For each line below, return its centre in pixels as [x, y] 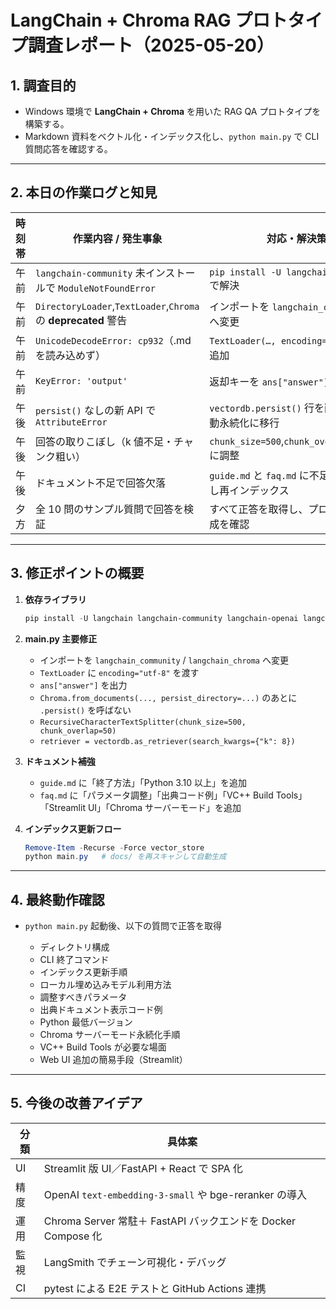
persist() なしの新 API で [96, 410]
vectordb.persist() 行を [267, 408]
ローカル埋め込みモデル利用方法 [105, 985]
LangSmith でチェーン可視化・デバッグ [135, 1262]
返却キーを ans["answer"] [269, 381]
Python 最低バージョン [86, 1022]
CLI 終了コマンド [74, 960]
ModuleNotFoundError [107, 288]
